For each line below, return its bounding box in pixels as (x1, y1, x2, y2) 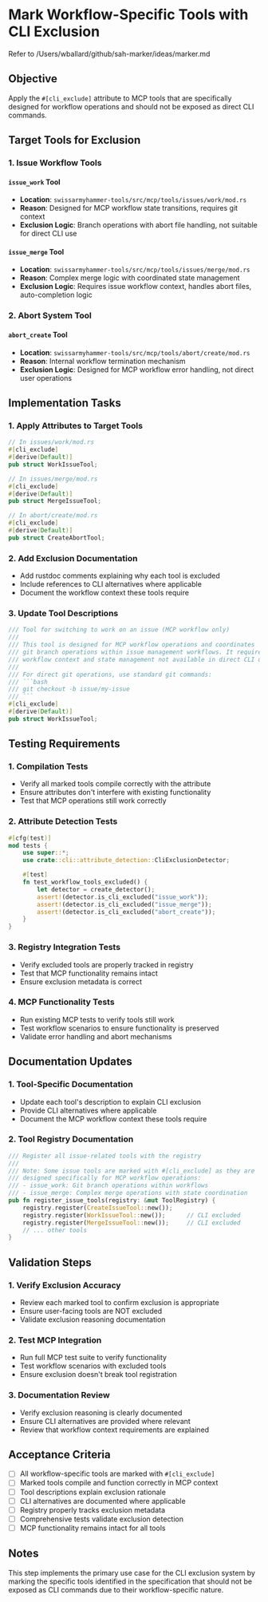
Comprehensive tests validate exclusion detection (19, 1514, 184, 1524)
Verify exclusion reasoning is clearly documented (19, 1407, 183, 1418)
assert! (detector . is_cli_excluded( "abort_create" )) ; (37, 908, 216, 916)
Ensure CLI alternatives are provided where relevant (19, 1416, 191, 1426)
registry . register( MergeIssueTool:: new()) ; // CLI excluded (22, 1219, 241, 1227)
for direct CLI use (19, 229, 77, 239)
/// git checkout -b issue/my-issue (8, 685, 130, 694)
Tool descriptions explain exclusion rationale (19, 1487, 166, 1497)
